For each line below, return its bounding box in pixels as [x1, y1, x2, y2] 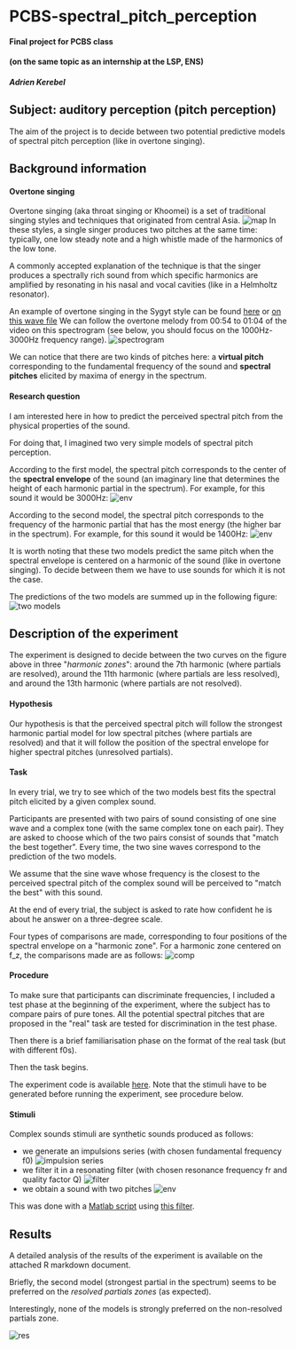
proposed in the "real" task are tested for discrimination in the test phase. [9, 1019, 277, 1028]
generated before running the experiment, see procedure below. [9, 1089, 244, 1099]
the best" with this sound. [9, 886, 104, 898]
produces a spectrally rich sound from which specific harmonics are [9, 270, 259, 281]
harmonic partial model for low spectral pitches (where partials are [9, 727, 253, 738]
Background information [9, 162, 147, 177]
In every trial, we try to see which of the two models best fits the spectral [9, 786, 277, 797]
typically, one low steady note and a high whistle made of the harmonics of [9, 234, 284, 245]
